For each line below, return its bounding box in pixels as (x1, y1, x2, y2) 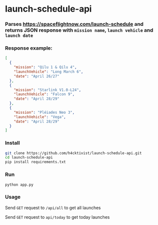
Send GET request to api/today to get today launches (5, 214, 110, 220)
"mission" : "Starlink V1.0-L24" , (14, 87, 81, 92)
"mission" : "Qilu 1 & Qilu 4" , (14, 65, 77, 70)
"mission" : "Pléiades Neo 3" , (14, 110, 75, 115)
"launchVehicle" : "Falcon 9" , (14, 92, 75, 97)
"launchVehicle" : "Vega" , (14, 114, 66, 120)
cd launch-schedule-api (5, 155, 53, 160)
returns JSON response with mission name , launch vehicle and (5, 27, 154, 34)
